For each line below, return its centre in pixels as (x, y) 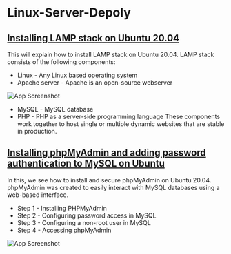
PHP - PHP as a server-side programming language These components (119, 116)
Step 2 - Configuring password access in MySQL (87, 215)
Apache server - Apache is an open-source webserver (95, 83)
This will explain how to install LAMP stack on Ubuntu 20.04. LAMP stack (111, 54)
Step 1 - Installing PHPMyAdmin (62, 208)
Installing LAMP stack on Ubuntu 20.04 (93, 38)
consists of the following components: (61, 62)
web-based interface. (38, 195)
